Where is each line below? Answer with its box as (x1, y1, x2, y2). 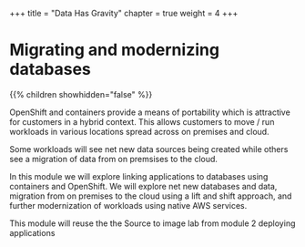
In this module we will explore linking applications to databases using (9, 170, 269, 181)
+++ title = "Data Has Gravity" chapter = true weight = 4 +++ (9, 8, 239, 18)
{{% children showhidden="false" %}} (9, 88, 153, 99)
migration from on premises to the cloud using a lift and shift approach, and (9, 190, 292, 201)
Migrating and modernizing (9, 40, 220, 60)
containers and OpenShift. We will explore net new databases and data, (9, 180, 278, 191)
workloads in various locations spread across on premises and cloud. (9, 126, 270, 137)
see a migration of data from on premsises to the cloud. (9, 153, 219, 164)
